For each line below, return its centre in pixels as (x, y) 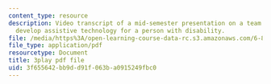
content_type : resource (48, 16)
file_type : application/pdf (56, 46)
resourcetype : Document (48, 53)
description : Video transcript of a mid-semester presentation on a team (135, 23)
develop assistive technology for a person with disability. (121, 30)
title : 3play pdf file (46, 61)
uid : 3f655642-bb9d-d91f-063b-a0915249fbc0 (83, 68)
